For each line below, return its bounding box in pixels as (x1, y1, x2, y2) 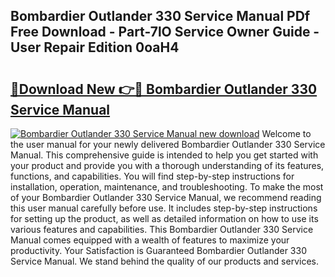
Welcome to (261, 128, 312, 139)
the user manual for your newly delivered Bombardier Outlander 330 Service (10, 139, 326, 150)
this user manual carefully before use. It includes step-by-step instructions (10, 202, 318, 214)
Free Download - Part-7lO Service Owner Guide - (10, 24, 320, 41)
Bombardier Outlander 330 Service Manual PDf (10, 8, 311, 25)
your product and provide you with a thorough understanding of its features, (10, 160, 325, 171)
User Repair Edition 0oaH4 (10, 39, 180, 56)
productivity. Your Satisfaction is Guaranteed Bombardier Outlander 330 (10, 245, 307, 256)
